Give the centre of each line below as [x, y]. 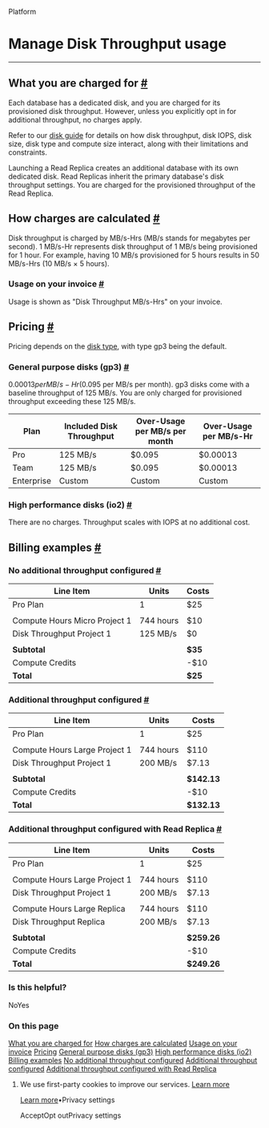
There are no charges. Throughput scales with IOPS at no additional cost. [129, 522]
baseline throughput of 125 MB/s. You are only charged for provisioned [125, 393]
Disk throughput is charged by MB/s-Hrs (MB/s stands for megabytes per [129, 238]
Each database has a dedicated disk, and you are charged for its [114, 103]
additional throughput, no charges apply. [75, 119]
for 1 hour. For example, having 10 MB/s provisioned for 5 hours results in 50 [134, 255]
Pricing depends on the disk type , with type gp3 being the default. [118, 346]
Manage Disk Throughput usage [117, 44]
